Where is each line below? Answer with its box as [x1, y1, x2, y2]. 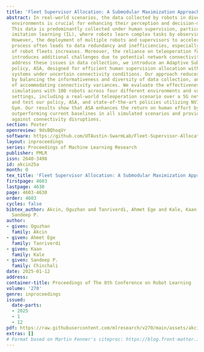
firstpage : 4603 [6, 178, 47, 184]
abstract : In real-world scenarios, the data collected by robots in [6, 15, 186, 21]
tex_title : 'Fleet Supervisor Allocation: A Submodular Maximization [6, 172, 186, 179]
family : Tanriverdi [12, 240, 61, 246]
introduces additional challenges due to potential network [12, 54, 167, 60]
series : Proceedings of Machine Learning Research [6, 144, 137, 151]
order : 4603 [6, 195, 36, 201]
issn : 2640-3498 [6, 155, 47, 161]
